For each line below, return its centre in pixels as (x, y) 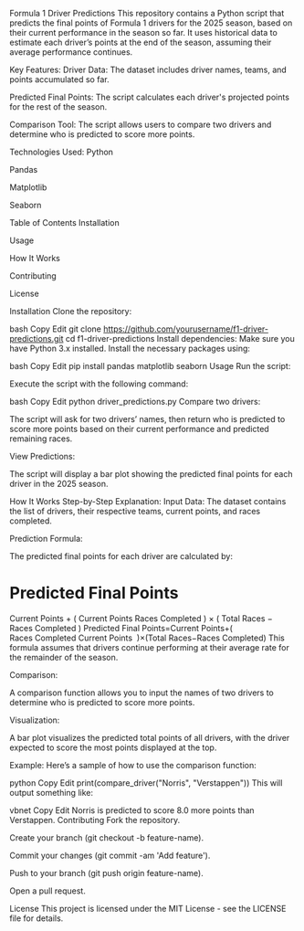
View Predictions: (42, 456)
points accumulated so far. (59, 79)
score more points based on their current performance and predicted (139, 429)
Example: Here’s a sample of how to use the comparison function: (133, 765)
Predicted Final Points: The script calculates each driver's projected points (150, 97)
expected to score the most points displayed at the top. (113, 747)
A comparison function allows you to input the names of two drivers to (142, 693)
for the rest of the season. (58, 107)
